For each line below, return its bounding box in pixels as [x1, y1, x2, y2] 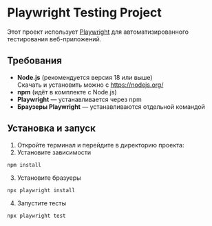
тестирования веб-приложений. [7, 34, 102, 43]
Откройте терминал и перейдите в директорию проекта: [17, 141, 184, 149]
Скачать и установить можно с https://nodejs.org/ [17, 81, 164, 89]
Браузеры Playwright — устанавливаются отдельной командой [17, 102, 205, 111]
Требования [7, 55, 62, 67]
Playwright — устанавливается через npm [17, 95, 142, 103]
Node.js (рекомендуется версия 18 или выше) [17, 73, 153, 81]
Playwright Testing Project [7, 5, 162, 21]
